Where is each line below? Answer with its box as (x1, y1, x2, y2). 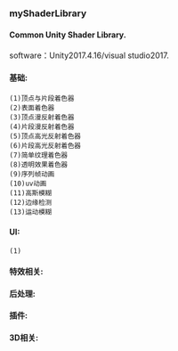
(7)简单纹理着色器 (9, 151, 69, 160)
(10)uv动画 (9, 179, 47, 189)
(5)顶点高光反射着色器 (9, 132, 82, 141)
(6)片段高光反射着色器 (9, 142, 82, 151)
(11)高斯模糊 (9, 189, 53, 198)
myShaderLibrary (9, 7, 87, 20)
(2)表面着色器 (9, 103, 55, 113)
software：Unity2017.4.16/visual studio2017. (9, 50, 169, 61)
